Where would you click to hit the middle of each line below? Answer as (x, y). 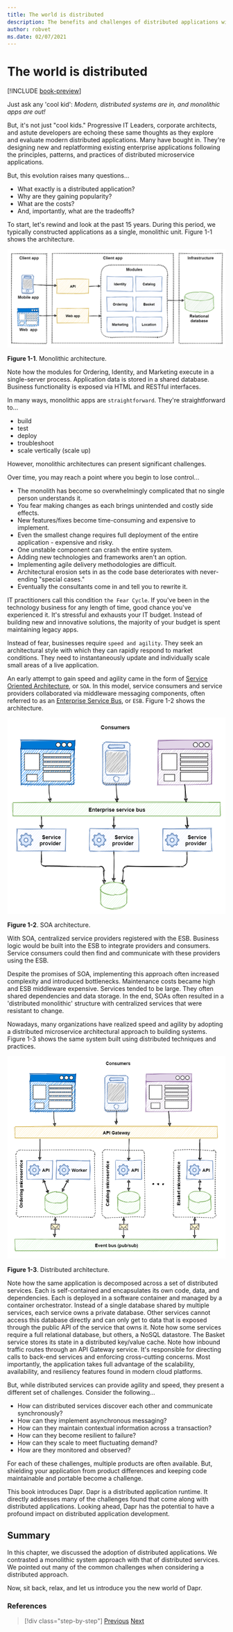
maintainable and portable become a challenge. (75, 1478)
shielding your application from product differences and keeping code (107, 1470)
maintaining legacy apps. (43, 629)
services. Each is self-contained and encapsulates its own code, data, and (113, 1290)
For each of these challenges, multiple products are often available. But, (110, 1463)
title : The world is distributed (55, 15)
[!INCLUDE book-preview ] (44, 91)
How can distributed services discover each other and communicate (115, 1406)
